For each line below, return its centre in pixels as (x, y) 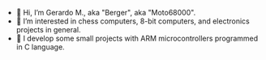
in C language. (40, 47)
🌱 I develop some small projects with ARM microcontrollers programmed (137, 38)
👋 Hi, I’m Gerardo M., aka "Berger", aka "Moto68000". (106, 13)
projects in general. (48, 30)
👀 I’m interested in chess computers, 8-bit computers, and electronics (133, 21)
